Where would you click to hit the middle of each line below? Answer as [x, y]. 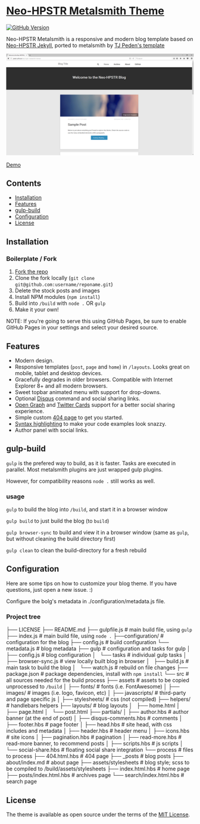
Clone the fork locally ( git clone [55, 278]
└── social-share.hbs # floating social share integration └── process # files [100, 750]
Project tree [24, 616]
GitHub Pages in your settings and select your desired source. [82, 327]
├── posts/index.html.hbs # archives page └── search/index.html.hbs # [95, 775]
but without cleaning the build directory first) [61, 539]
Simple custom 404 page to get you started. [69, 417]
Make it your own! [37, 310]
